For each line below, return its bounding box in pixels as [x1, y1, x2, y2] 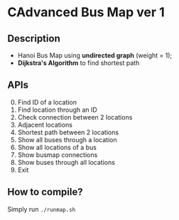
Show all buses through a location [17, 135, 117, 144]
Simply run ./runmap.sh [7, 204, 76, 213]
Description [7, 33, 60, 45]
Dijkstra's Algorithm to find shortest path [17, 59, 140, 67]
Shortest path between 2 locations [17, 128, 119, 137]
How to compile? [7, 186, 83, 198]
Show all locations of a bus [17, 143, 97, 151]
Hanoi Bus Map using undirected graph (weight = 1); [17, 51, 173, 59]
